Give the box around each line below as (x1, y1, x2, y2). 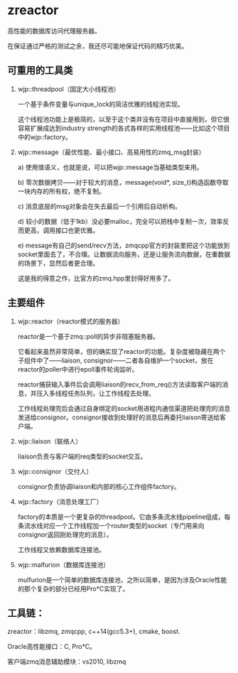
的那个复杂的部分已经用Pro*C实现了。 (17, 584, 129, 593)
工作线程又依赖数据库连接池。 (17, 545, 105, 554)
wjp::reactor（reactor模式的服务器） (17, 317, 124, 325)
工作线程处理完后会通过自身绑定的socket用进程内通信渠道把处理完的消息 (17, 404, 231, 412)
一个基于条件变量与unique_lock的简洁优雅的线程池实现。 (17, 99, 185, 108)
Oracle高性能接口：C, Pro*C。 (7, 642, 97, 651)
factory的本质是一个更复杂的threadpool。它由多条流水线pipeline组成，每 (17, 512, 231, 521)
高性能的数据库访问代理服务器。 (7, 26, 101, 35)
